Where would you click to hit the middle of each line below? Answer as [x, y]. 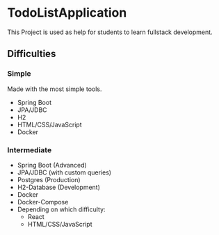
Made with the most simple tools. [55, 89]
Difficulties [32, 54]
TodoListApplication [67, 13]
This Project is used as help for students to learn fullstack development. [110, 32]
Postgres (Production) [49, 179]
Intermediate [30, 149]
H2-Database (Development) [59, 187]
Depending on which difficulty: [61, 209]
